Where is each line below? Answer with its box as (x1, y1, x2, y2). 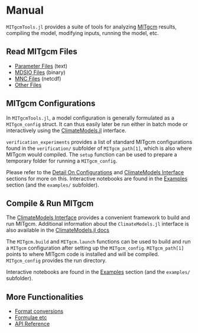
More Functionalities (6, 292, 84, 302)
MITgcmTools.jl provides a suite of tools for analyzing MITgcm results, (6, 23, 177, 30)
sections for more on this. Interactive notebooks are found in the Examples (6, 175, 188, 182)
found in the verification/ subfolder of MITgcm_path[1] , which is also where (6, 145, 192, 152)
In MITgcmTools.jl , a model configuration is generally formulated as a (6, 114, 174, 121)
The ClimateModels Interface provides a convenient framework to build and (6, 214, 190, 221)
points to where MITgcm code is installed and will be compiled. (6, 251, 160, 258)
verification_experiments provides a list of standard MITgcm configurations (6, 138, 193, 145)
